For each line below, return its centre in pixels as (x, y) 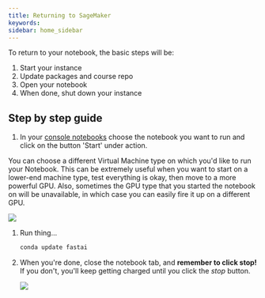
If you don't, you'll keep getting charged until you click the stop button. (135, 271)
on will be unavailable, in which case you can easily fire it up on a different (129, 194)
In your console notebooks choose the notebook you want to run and (132, 137)
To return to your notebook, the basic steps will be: (91, 53)
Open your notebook (53, 85)
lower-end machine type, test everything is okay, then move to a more (122, 178)
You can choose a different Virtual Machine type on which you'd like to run (130, 161)
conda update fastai (53, 247)
